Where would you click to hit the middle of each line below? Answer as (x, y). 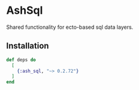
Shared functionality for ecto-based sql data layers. (70, 27)
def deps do (21, 60)
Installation (28, 46)
